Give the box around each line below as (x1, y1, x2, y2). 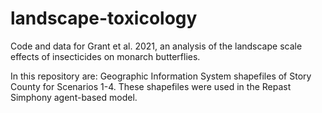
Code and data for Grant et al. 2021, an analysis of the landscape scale (10, 40, 303, 52)
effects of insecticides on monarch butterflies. (10, 50, 201, 62)
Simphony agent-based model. (10, 91, 138, 103)
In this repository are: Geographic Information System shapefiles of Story (10, 70, 312, 82)
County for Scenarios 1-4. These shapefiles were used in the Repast (10, 80, 292, 92)
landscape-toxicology (10, 7, 198, 30)
